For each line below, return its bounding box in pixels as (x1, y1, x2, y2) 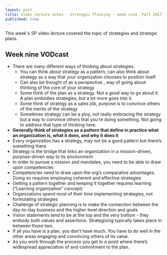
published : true (5, 16, 39, 21)
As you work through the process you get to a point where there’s (12, 238, 147, 245)
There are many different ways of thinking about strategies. (12, 63, 135, 69)
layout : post (5, 7, 32, 12)
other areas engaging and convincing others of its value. (12, 233, 129, 239)
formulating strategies (12, 196, 58, 202)
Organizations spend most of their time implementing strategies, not (12, 191, 153, 197)
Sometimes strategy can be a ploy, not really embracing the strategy (19, 111, 161, 117)
